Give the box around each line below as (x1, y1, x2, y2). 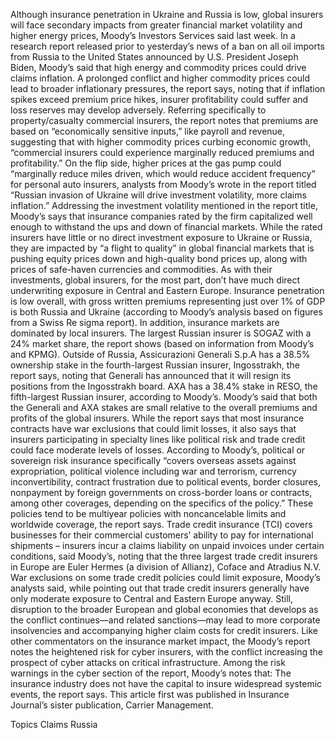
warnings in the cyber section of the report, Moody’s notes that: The (10, 667, 292, 679)
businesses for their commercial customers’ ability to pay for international (10, 529, 314, 541)
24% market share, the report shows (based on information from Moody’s (10, 338, 315, 349)
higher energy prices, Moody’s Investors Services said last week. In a (10, 30, 296, 41)
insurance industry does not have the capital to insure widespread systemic (10, 678, 323, 689)
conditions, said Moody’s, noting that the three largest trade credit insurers (10, 550, 318, 562)
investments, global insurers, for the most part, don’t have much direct (10, 274, 301, 286)
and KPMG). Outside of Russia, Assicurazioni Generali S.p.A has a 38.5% (10, 349, 311, 360)
